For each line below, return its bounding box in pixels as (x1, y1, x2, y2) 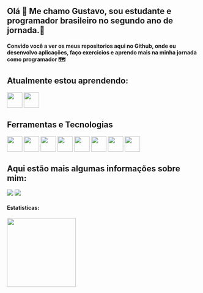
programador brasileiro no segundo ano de (7, 16, 174, 26)
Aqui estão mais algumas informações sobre (7, 163, 180, 174)
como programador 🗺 (7, 56, 66, 63)
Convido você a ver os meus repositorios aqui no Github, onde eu (7, 42, 176, 50)
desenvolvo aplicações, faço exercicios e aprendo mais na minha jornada (7, 48, 197, 56)
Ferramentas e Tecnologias (7, 120, 114, 130)
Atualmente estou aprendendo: (7, 76, 129, 86)
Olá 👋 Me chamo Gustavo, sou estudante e (7, 6, 172, 17)
